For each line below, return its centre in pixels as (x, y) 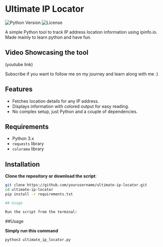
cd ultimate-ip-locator (29, 190)
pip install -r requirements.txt (39, 194)
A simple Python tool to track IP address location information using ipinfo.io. (81, 32)
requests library (28, 144)
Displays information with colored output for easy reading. (71, 106)
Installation (22, 164)
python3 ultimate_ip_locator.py (38, 240)
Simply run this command (32, 230)
